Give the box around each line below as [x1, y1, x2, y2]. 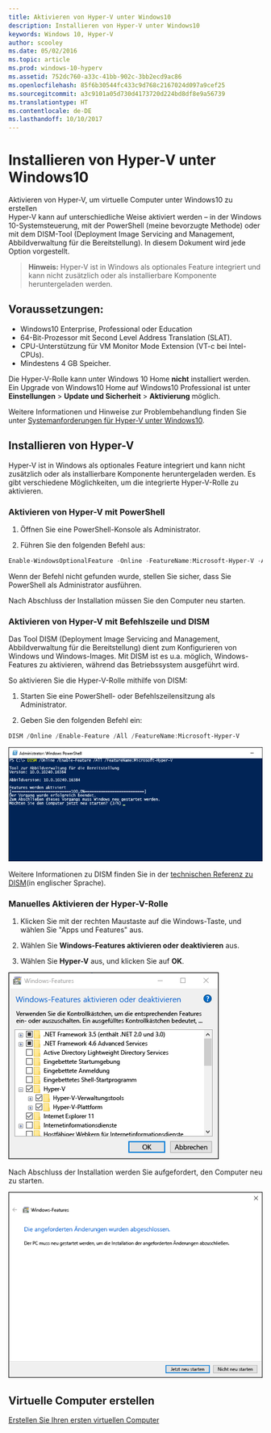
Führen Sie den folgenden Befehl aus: [19, 540, 145, 549]
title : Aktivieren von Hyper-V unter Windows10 [8, 13, 172, 21]
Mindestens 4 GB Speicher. [19, 358, 111, 368]
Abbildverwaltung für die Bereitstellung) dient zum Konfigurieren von [8, 643, 237, 653]
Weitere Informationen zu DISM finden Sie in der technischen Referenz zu [8, 869, 254, 879]
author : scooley [8, 39, 63, 47]
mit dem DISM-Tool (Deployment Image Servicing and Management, [8, 229, 236, 239]
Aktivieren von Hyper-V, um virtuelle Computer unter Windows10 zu [8, 195, 233, 205]
